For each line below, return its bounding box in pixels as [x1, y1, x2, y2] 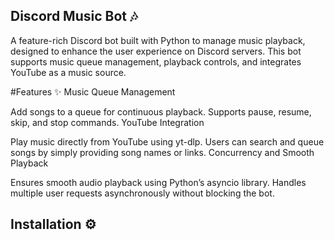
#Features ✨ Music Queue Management [10, 85, 176, 98]
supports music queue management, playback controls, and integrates [10, 55, 302, 68]
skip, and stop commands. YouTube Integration [10, 116, 205, 128]
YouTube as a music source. [10, 66, 127, 78]
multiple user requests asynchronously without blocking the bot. [10, 187, 275, 199]
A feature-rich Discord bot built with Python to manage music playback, [10, 34, 306, 46]
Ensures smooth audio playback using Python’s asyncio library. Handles [10, 176, 307, 188]
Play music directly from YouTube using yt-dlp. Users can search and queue [10, 135, 325, 148]
